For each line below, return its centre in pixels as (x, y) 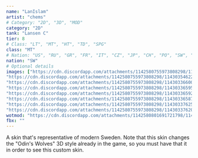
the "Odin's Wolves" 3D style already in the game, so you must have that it (97, 144)
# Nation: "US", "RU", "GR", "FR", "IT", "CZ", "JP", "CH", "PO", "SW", (97, 55)
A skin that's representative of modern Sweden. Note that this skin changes (98, 137)
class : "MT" (21, 50)
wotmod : (16, 115)
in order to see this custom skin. (45, 150)
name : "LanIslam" (27, 11)
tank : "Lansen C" (27, 33)
